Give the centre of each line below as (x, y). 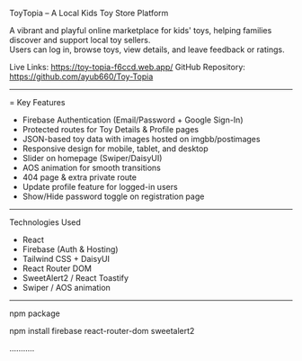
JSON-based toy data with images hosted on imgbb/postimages (141, 139)
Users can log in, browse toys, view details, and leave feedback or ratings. (147, 50)
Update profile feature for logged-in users (100, 187)
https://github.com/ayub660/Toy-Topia (81, 77)
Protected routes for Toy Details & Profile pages (111, 129)
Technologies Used (45, 222)
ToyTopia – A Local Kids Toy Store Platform (89, 13)
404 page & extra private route (80, 177)
